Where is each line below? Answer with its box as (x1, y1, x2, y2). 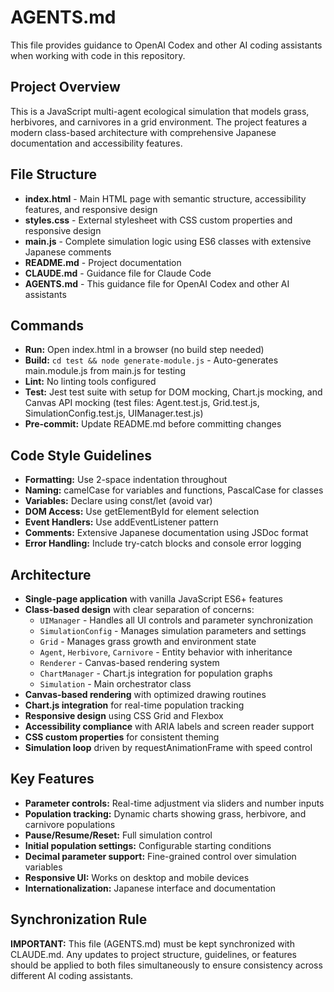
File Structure (10, 166, 97, 183)
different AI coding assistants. (10, 969, 134, 981)
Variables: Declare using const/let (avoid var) (24, 495, 213, 507)
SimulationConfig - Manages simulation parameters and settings (39, 625, 307, 636)
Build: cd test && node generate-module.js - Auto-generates (24, 354, 279, 366)
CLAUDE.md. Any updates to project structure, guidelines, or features (10, 948, 297, 960)
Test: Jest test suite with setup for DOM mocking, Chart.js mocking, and (24, 386, 323, 398)
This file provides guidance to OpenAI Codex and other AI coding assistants (10, 39, 323, 51)
